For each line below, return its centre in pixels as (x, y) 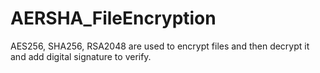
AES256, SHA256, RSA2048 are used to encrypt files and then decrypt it (160, 46)
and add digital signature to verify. (81, 56)
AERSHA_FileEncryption (113, 18)
